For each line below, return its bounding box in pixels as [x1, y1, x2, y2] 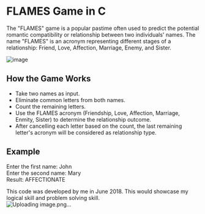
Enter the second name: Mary [6, 169, 81, 177]
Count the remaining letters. [15, 103, 86, 110]
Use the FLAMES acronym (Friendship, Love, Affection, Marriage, [15, 109, 181, 117]
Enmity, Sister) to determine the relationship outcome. [15, 116, 152, 123]
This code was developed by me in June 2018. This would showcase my [6, 188, 188, 195]
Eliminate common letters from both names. [15, 96, 125, 103]
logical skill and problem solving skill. [6, 194, 100, 201]
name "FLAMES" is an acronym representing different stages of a [6, 37, 171, 45]
